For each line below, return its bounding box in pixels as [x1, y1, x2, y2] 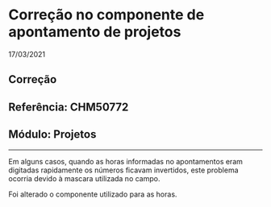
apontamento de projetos [8, 23, 181, 41]
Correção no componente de [8, 6, 205, 24]
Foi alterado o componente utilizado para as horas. [8, 189, 177, 199]
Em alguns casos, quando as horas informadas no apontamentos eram [8, 156, 244, 166]
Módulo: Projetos [8, 127, 97, 142]
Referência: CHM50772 [8, 100, 129, 114]
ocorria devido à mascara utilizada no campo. [8, 173, 161, 183]
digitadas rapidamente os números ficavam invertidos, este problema [8, 165, 240, 175]
